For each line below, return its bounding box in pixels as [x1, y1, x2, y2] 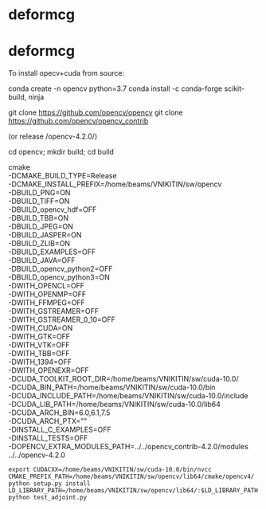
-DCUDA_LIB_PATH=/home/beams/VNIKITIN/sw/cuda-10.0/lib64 [8, 400, 221, 409]
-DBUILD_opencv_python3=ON [8, 272, 110, 282]
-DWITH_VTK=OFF [8, 340, 70, 350]
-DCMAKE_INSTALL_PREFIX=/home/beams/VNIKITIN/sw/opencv [8, 179, 222, 189]
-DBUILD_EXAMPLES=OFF [8, 247, 96, 256]
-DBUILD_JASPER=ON [8, 230, 82, 240]
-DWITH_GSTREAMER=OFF [8, 307, 100, 316]
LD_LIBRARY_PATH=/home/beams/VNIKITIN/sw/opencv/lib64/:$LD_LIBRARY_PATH [8, 487, 259, 495]
